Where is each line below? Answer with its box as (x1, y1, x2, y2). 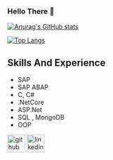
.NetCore (17, 98, 44, 107)
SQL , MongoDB (17, 113, 65, 122)
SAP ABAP (17, 83, 49, 91)
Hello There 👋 (7, 6, 55, 16)
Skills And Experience (7, 57, 106, 69)
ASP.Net (17, 105, 42, 114)
